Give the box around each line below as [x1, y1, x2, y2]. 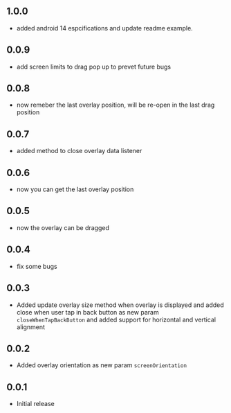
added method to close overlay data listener [16, 147, 142, 155]
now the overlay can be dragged [16, 223, 110, 231]
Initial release [16, 400, 55, 408]
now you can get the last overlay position [16, 185, 134, 193]
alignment [16, 322, 46, 331]
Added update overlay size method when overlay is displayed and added [16, 301, 224, 309]
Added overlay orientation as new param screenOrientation [16, 361, 187, 369]
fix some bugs [16, 262, 57, 270]
